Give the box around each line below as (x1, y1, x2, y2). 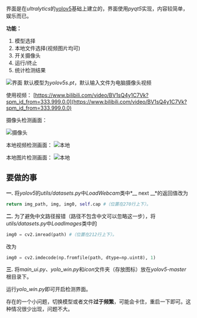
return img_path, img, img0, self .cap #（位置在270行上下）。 (6, 201, 151, 207)
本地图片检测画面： (6, 154, 53, 161)
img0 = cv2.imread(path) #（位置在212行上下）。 (6, 231, 117, 238)
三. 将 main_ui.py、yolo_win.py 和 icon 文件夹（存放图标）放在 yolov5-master (6, 266, 186, 273)
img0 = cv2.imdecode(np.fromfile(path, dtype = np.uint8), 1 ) (6, 255, 157, 261)
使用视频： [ (6, 92, 36, 99)
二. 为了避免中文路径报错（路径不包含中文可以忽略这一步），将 (6, 212, 156, 219)
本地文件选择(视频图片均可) (14, 45, 81, 52)
